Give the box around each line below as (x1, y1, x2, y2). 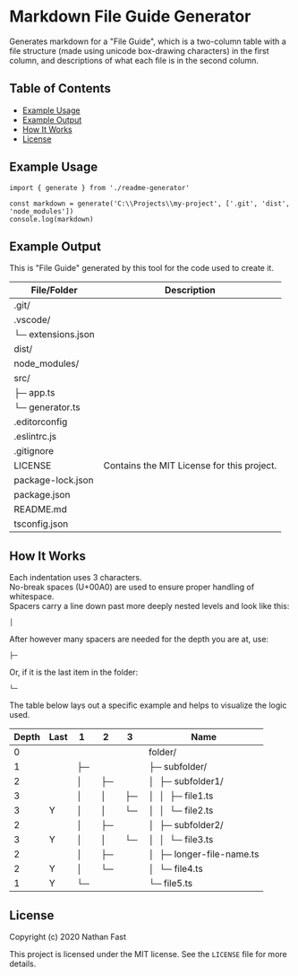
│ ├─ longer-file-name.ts (149, 848, 260, 860)
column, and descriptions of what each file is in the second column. (9, 55, 260, 65)
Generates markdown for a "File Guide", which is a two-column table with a (9, 36, 286, 47)
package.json (13, 489, 71, 501)
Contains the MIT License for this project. (103, 459, 277, 472)
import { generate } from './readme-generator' (9, 183, 191, 192)
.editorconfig (13, 415, 68, 428)
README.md (13, 503, 67, 516)
